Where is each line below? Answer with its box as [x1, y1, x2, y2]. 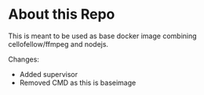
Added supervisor [19, 69, 78, 79]
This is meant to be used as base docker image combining [8, 31, 198, 40]
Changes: [8, 55, 39, 64]
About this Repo [8, 5, 115, 23]
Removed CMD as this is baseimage [19, 78, 137, 87]
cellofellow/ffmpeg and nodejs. [8, 39, 108, 48]
